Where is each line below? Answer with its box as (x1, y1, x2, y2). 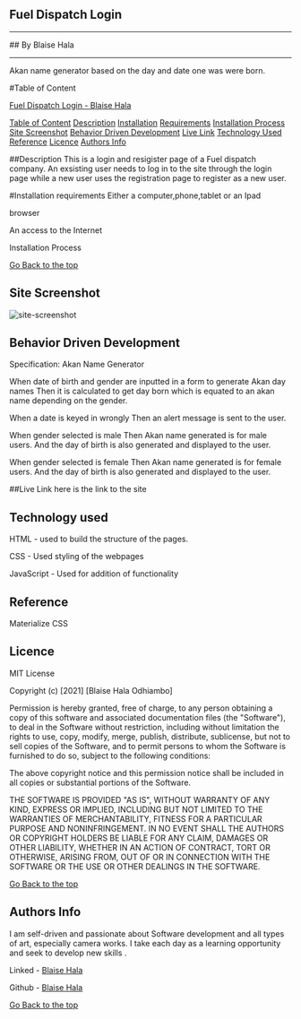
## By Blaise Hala (9, 39, 74, 50)
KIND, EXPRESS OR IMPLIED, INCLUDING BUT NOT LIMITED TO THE (9, 804, 263, 815)
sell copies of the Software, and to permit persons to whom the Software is (9, 740, 287, 751)
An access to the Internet (9, 224, 103, 236)
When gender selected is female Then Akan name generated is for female (9, 457, 282, 468)
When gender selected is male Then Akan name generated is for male (9, 430, 267, 441)
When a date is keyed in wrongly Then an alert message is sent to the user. (9, 412, 287, 424)
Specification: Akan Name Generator (9, 358, 145, 370)
